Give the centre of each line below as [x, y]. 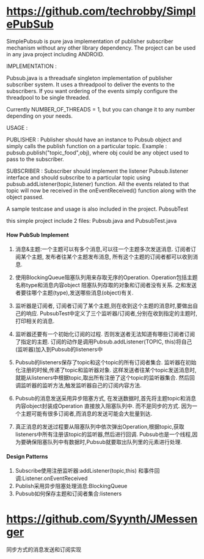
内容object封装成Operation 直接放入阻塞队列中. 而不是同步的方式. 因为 [104, 406]
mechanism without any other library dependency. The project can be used [101, 48]
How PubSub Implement [38, 234]
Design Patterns [27, 456]
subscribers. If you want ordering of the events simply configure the [92, 91]
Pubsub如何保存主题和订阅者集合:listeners [68, 493]
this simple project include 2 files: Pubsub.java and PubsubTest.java [92, 220]
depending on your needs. [40, 116]
